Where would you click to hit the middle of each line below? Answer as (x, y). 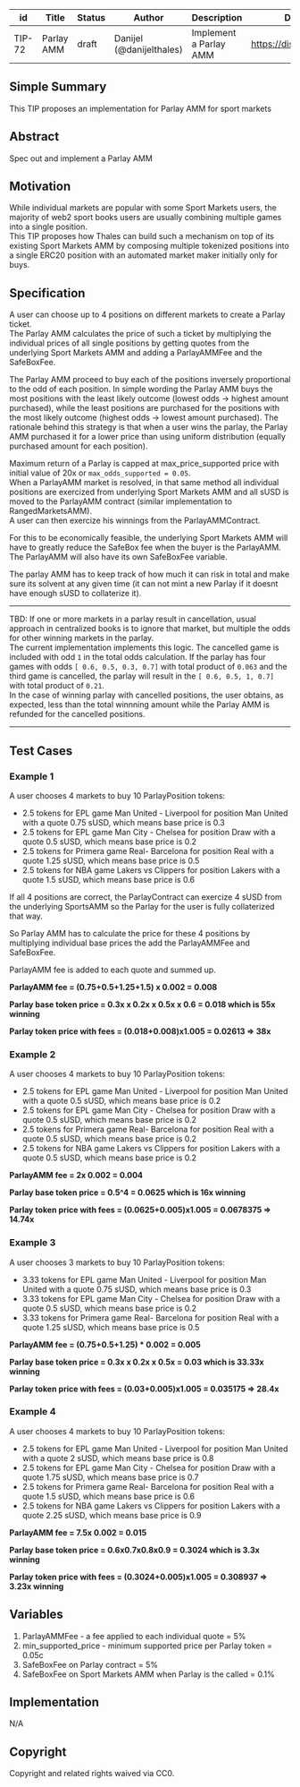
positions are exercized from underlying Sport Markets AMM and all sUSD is (149, 492)
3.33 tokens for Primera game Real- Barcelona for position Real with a (150, 1317)
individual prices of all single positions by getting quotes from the (129, 343)
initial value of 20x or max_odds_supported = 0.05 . (100, 473)
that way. (26, 916)
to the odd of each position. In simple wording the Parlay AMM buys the (141, 389)
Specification (47, 293)
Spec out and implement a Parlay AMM (81, 158)
